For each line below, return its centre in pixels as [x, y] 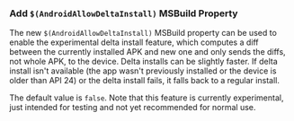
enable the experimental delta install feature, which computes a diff [134, 42]
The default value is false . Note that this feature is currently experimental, [147, 98]
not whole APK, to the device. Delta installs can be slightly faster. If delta [144, 62]
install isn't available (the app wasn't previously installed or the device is [143, 71]
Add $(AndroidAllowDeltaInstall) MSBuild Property [124, 13]
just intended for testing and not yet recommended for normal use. [133, 108]
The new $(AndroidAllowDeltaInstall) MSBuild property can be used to [143, 33]
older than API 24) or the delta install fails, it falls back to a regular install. [145, 81]
